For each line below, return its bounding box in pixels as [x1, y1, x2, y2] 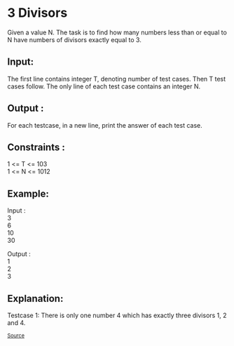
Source [7, 332, 25, 339]
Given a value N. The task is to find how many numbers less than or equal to [7, 28, 228, 36]
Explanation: [7, 293, 64, 305]
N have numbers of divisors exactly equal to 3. [7, 35, 142, 44]
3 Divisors [7, 5, 68, 21]
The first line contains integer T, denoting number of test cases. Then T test [7, 74, 226, 83]
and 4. [7, 319, 26, 327]
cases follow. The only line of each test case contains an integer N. [7, 82, 201, 91]
